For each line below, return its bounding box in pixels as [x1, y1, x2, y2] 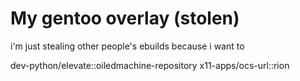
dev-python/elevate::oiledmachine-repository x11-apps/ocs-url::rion [10, 59, 290, 71]
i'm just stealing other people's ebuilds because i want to [10, 40, 245, 52]
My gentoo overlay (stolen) [10, 7, 240, 30]
